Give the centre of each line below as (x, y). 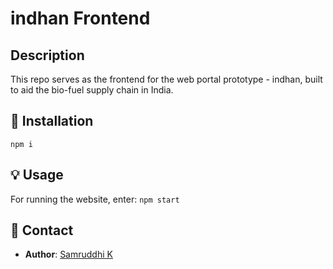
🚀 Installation (52, 121)
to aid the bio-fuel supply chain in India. (92, 90)
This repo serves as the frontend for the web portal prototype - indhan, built (166, 79)
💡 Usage (37, 175)
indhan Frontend (80, 18)
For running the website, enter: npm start (95, 199)
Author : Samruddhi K (68, 254)
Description (47, 55)
